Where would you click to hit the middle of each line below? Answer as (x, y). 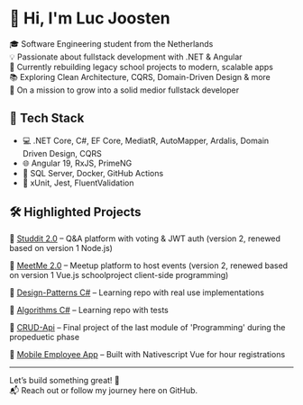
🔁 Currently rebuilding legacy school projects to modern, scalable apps (141, 67)
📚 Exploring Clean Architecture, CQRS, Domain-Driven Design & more (140, 76)
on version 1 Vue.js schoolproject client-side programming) (119, 274)
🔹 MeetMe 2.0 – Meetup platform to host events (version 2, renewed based (149, 265)
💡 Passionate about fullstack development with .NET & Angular (126, 57)
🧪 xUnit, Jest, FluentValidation (78, 183)
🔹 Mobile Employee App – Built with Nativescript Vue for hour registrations (147, 354)
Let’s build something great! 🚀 (64, 380)
